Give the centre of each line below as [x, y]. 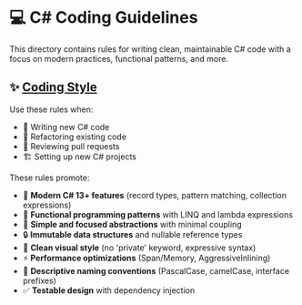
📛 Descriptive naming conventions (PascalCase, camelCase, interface [156, 270]
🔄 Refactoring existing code [75, 137]
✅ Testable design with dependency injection [109, 290]
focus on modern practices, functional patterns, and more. [119, 58]
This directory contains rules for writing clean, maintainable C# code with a [150, 49]
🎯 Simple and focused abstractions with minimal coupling [132, 224]
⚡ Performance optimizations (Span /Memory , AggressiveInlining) [146, 258]
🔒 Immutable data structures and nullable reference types [132, 234]
